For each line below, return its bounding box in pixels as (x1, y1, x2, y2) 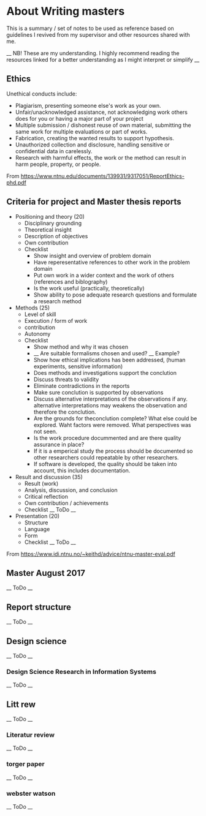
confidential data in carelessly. (15, 147, 93, 154)
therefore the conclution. (33, 408, 96, 415)
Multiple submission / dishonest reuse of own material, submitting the (15, 121, 191, 129)
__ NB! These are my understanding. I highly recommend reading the (6, 49, 180, 56)
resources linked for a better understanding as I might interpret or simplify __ (6, 56, 200, 63)
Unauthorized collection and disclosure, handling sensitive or (15, 141, 170, 148)
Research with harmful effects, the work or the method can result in (15, 154, 186, 161)
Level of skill (24, 311, 56, 318)
